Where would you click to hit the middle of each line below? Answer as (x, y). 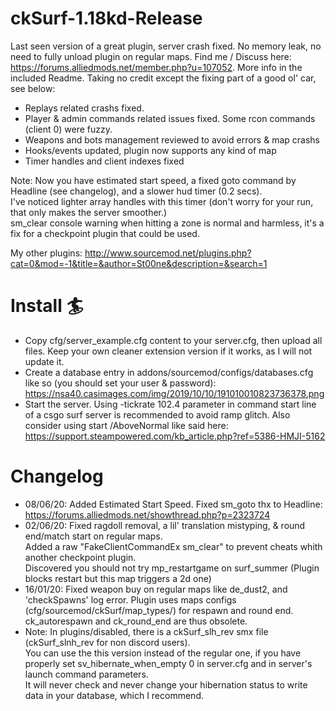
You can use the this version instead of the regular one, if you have (163, 653)
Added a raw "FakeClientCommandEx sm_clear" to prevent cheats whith (173, 546)
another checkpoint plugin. (80, 557)
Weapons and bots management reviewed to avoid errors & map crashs (172, 139)
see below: (33, 88)
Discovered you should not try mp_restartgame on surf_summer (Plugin (172, 568)
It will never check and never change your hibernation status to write (166, 684)
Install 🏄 (47, 306)
